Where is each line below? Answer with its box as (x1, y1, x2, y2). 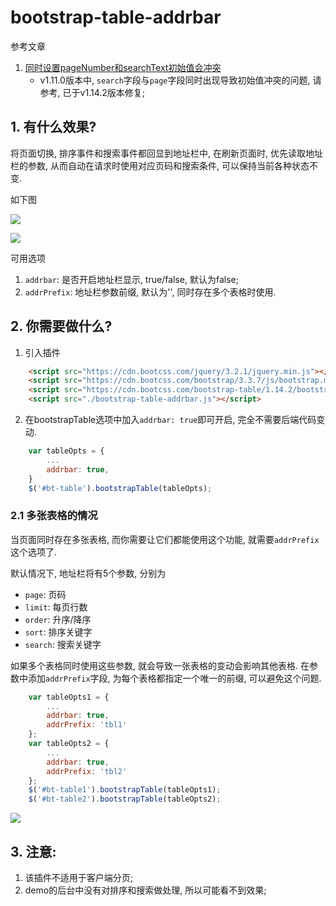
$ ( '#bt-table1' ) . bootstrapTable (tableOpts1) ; (28, 785, 222, 795)
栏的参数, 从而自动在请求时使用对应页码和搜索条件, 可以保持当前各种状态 (10, 159, 310, 171)
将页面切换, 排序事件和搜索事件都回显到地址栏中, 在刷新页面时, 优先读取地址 (10, 147, 323, 159)
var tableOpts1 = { (28, 692, 110, 702)
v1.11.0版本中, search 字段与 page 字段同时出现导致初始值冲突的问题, (39, 74, 311, 86)
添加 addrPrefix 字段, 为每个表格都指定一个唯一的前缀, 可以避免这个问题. (27, 672, 322, 684)
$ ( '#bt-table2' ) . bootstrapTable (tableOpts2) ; (28, 794, 222, 805)
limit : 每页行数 (24, 601, 88, 613)
